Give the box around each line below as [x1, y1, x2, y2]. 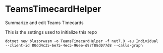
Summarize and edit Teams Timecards [5, 20, 84, 26]
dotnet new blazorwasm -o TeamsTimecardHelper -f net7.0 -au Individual [5, 38, 159, 44]
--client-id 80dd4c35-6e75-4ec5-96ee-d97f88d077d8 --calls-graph [5, 43, 143, 48]
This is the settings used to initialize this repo [5, 29, 98, 35]
